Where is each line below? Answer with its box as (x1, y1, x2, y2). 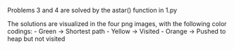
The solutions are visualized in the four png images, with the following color (7, 20, 227, 27)
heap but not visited (7, 35, 66, 43)
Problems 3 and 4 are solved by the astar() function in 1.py (7, 6, 178, 14)
